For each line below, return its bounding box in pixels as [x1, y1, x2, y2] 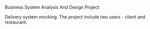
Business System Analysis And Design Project [4, 4, 99, 10]
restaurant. [4, 19, 27, 25]
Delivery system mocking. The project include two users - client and [4, 14, 145, 19]
